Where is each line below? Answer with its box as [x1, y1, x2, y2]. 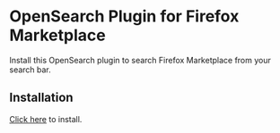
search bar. [9, 64, 51, 75]
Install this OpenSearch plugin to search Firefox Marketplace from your [9, 54, 272, 65]
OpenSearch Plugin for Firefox [9, 6, 240, 27]
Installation [9, 90, 74, 105]
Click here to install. [9, 113, 83, 124]
